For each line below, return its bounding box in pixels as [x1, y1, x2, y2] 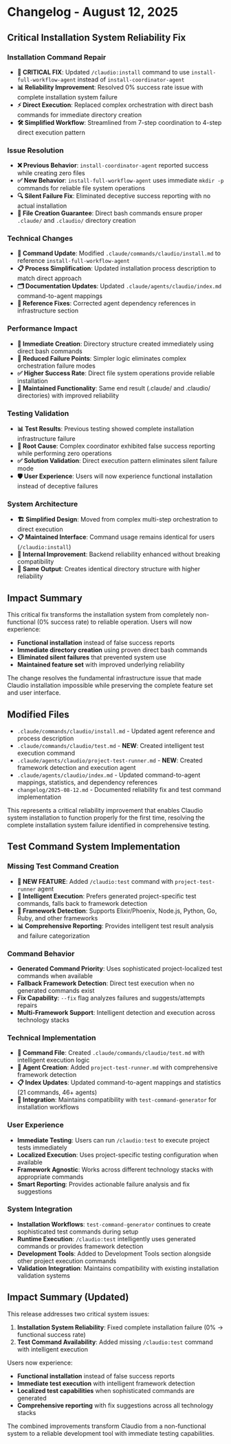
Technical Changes [7, 234, 74, 244]
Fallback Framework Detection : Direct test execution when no [16, 979, 195, 987]
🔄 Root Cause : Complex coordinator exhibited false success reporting [16, 442, 215, 451]
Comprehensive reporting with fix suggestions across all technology [16, 1401, 214, 1410]
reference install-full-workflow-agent [16, 257, 130, 265]
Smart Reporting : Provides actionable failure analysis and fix [16, 1180, 190, 1188]
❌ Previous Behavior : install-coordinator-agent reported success [16, 161, 208, 170]
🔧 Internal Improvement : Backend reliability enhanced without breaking [16, 550, 221, 559]
